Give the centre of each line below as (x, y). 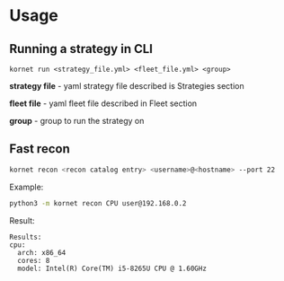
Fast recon (40, 149)
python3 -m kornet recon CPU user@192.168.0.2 (98, 203)
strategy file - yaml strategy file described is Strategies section (127, 86)
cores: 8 (34, 260)
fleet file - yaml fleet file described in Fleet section (103, 103)
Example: (27, 187)
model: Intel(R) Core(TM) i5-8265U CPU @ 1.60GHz (112, 268)
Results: (26, 237)
